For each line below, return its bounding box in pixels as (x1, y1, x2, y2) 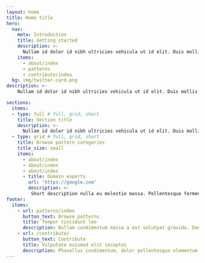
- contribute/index (22, 72, 72, 78)
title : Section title (17, 117, 72, 123)
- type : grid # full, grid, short (12, 134, 99, 140)
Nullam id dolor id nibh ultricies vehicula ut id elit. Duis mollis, (17, 89, 201, 95)
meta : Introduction (17, 32, 67, 38)
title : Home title (6, 15, 53, 21)
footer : (6, 196, 26, 202)
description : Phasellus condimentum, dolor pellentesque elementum (22, 247, 198, 254)
